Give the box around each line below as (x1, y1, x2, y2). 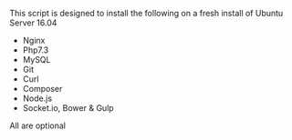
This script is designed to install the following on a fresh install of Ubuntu (9, 8, 284, 18)
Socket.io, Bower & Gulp (22, 103, 114, 113)
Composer (22, 84, 63, 94)
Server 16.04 (9, 17, 57, 28)
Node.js (22, 93, 53, 104)
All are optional (9, 120, 67, 131)
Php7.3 (22, 45, 49, 55)
